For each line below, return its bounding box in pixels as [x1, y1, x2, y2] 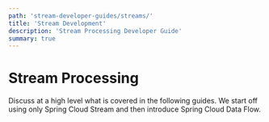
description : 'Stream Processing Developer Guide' [8, 27, 183, 35]
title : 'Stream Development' [8, 19, 107, 27]
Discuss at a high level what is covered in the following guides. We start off [8, 96, 258, 106]
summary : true [8, 34, 57, 43]
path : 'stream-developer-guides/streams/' [8, 11, 153, 20]
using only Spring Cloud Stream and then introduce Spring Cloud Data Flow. [8, 104, 261, 114]
